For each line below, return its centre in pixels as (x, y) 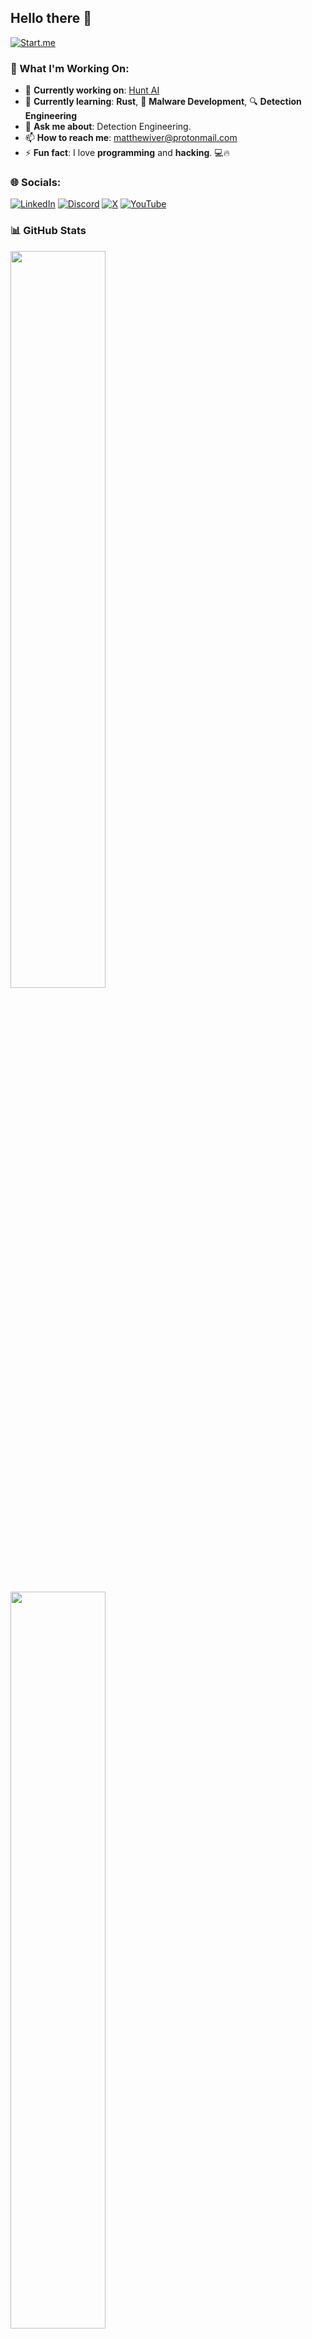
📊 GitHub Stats (48, 231)
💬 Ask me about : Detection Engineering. (108, 127)
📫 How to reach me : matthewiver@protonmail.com (131, 138)
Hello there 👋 (51, 18)
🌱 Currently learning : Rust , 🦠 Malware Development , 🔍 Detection (163, 102)
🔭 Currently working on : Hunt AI (92, 90)
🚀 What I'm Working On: (70, 68)
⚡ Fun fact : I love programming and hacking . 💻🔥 (127, 153)
